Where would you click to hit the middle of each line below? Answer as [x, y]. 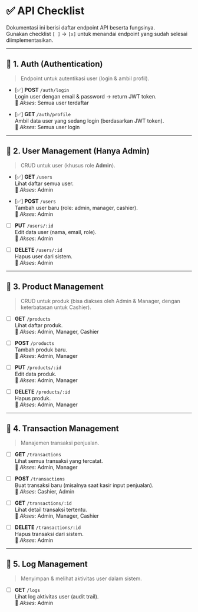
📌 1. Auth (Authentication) [55, 64]
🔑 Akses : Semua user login [47, 127]
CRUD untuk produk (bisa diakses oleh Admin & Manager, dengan [100, 301]
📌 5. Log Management [47, 564]
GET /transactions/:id [43, 503]
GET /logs [27, 590]
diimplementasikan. [30, 40]
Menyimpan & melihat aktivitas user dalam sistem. [81, 578]
